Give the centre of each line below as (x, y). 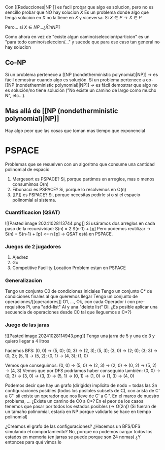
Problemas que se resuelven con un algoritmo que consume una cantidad (80, 164)
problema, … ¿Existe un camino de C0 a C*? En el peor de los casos (74, 401)
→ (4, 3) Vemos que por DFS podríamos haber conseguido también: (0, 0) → (83, 370)
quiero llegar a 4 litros (27, 341)
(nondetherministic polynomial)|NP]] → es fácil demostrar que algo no (86, 85)
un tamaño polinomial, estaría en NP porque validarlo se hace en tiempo (78, 412)
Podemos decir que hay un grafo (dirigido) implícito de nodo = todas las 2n (81, 385)
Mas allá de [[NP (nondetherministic (62, 111)
